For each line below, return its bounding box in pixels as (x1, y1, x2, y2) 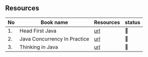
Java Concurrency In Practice (19, 35, 89, 42)
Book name (40, 18, 68, 25)
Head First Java (19, 27, 56, 34)
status (124, 18, 140, 25)
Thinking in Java (19, 43, 58, 50)
